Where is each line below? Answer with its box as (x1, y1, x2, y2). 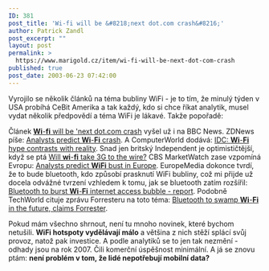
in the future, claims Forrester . (8, 203, 108, 213)
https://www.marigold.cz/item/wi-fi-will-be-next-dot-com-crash (15, 57, 235, 65)
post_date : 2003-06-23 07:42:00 (8, 72, 116, 80)
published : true (8, 64, 63, 72)
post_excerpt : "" (8, 34, 67, 43)
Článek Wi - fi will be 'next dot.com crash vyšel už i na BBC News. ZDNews (8, 126, 255, 136)
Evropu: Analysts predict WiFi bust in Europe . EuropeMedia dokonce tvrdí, (8, 160, 255, 170)
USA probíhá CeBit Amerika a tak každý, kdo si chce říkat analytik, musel (8, 102, 249, 112)
